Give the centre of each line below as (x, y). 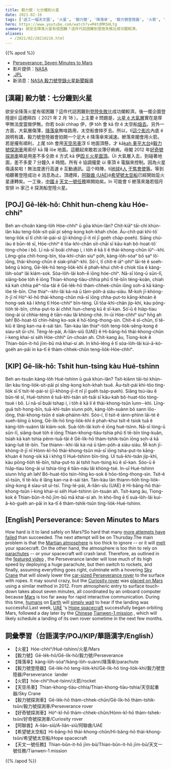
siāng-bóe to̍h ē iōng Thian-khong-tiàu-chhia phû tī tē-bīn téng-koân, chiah (84, 279)
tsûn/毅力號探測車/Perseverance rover (53, 706)
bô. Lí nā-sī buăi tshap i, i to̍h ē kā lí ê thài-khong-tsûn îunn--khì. (85, 403)
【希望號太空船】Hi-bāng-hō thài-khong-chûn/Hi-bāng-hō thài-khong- (87, 731)
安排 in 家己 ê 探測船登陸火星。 (38, 188)
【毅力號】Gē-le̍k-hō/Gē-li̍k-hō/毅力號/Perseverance (68, 655)
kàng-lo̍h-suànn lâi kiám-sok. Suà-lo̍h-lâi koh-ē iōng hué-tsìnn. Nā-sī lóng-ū (85, 427)
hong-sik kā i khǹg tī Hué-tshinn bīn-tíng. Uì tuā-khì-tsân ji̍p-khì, (91, 457)
